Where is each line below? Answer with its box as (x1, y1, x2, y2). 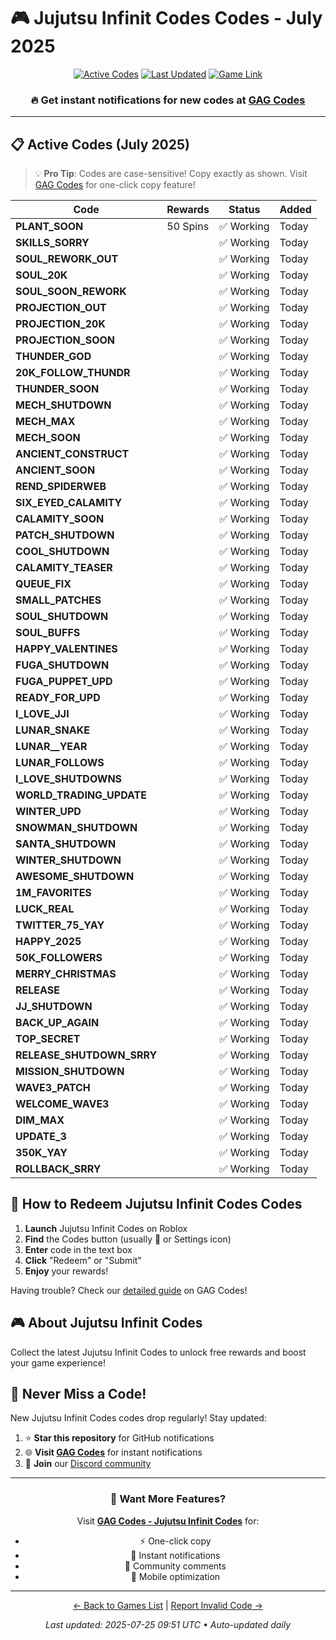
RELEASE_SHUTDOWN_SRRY (15, 1048, 158, 1062)
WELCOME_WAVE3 (15, 1097, 110, 1111)
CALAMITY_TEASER (15, 561, 113, 575)
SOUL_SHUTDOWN (15, 610, 109, 624)
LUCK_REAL (15, 902, 75, 916)
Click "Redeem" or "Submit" (24, 1254, 142, 1266)
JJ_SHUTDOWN (15, 1000, 93, 1014)
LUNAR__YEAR (15, 740, 88, 754)
